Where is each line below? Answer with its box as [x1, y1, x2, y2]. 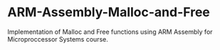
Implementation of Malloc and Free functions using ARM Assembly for [7, 27, 213, 36]
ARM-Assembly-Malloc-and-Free [7, 4, 210, 20]
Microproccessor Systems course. [7, 35, 108, 43]
